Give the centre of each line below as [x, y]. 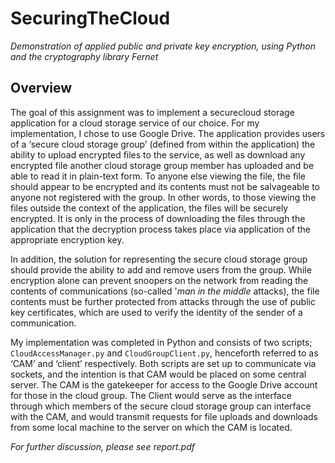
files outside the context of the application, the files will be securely [149, 208]
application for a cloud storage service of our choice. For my [135, 123]
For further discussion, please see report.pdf [102, 446]
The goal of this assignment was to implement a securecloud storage [152, 112]
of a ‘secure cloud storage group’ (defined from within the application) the [163, 144]
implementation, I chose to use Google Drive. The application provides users [168, 133]
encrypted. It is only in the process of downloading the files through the [158, 218]
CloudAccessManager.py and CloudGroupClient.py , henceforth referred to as [164, 353]
